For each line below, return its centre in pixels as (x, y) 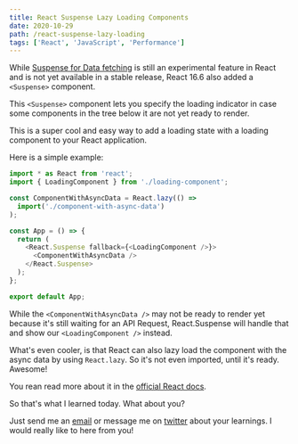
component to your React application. (78, 140)
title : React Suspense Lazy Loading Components (99, 17)
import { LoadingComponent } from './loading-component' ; (119, 182)
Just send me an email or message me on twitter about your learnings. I (141, 421)
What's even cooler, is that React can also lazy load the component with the (148, 349)
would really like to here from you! (72, 430)
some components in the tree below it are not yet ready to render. (129, 113)
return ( (33, 239)
